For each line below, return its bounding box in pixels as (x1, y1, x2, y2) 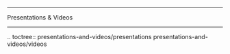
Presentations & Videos (7, 13, 73, 21)
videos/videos (7, 40, 47, 48)
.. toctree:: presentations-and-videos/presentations (7, 33, 152, 40)
